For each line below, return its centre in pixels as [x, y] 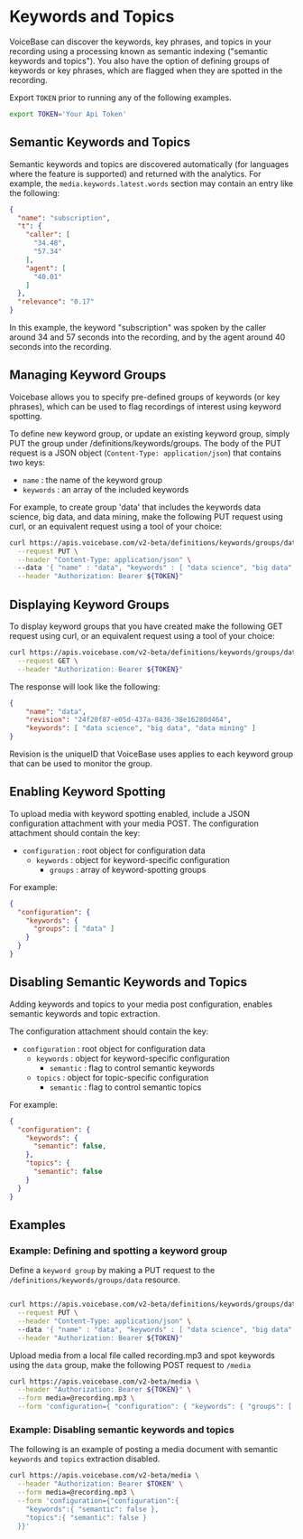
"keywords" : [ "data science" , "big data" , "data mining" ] [141, 728]
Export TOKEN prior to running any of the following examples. [120, 98]
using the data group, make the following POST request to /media [130, 1365]
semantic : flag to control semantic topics [125, 1087]
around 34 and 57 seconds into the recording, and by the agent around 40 [147, 337]
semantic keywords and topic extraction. [85, 1013]
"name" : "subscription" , [64, 218]
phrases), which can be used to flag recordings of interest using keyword [146, 406]
